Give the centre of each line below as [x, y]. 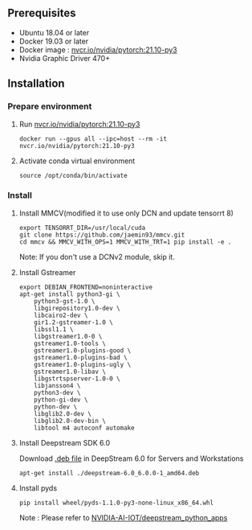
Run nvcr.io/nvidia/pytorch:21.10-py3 [79, 124]
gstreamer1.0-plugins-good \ [83, 350]
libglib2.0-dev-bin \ [70, 421]
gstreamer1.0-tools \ [70, 343]
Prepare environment [50, 106]
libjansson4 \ [57, 385]
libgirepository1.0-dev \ [77, 308]
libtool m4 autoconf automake [84, 428]
